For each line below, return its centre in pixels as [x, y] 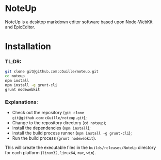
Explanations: [22, 102]
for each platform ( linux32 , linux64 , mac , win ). [50, 153]
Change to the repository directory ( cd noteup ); [59, 123]
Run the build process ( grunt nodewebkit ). [54, 138]
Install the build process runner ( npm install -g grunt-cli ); [72, 133]
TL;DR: [13, 62]
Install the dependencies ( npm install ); [51, 128]
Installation [28, 47]
